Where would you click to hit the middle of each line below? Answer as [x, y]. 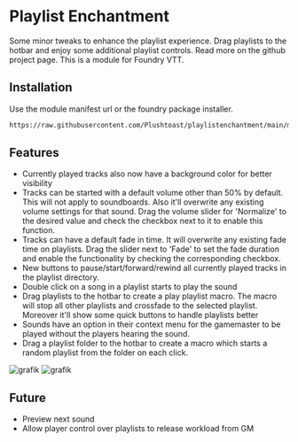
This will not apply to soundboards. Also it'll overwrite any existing [143, 202]
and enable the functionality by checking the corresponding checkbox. [151, 259]
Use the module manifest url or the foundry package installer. [121, 109]
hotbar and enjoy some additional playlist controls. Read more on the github [147, 50]
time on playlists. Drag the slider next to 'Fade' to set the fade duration [150, 249]
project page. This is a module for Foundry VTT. [97, 59]
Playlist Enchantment [90, 16]
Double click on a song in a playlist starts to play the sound [129, 287]
